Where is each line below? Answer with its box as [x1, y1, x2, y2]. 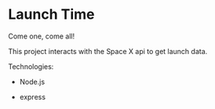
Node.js [19, 77, 46, 86]
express [19, 92, 46, 101]
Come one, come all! [8, 31, 75, 41]
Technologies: [8, 61, 54, 71]
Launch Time [8, 5, 95, 24]
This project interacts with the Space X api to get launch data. [8, 46, 208, 56]
